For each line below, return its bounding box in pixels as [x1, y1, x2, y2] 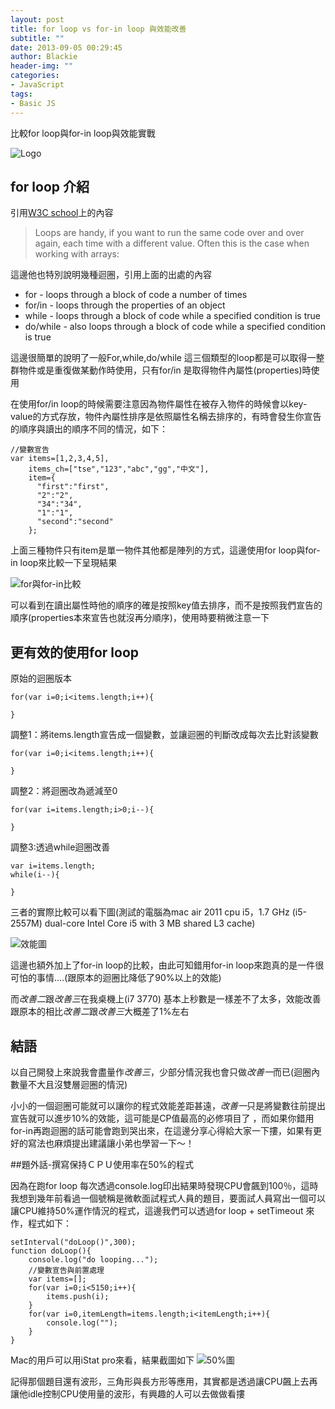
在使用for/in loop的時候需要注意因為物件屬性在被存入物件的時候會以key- [10, 398, 308, 410]
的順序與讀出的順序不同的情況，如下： [10, 423, 168, 435]
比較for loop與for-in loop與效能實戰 [10, 127, 156, 139]
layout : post [10, 14, 65, 25]
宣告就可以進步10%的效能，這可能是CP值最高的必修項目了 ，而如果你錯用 [10, 1112, 315, 1124]
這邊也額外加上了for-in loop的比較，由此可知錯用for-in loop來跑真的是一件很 [10, 959, 325, 971]
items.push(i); [46, 1291, 110, 1301]
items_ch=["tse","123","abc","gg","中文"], [28, 464, 210, 475]
